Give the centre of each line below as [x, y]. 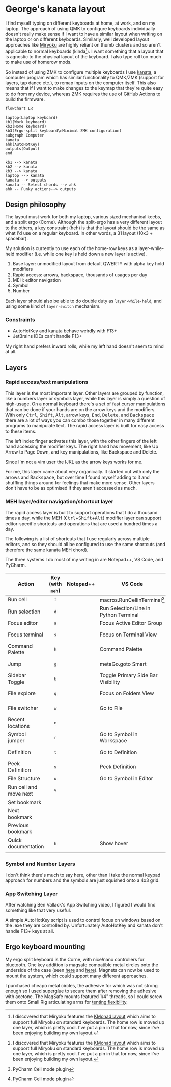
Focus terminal [25, 635]
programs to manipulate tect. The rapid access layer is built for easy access [85, 426]
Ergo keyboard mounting [45, 947]
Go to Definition [118, 752]
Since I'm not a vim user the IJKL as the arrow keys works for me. [74, 462]
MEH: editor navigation [37, 280]
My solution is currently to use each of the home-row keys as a [72, 248]
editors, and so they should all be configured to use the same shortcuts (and [85, 544]
